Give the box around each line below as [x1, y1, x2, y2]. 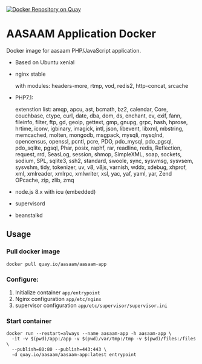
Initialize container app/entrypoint [15, 288, 100, 296]
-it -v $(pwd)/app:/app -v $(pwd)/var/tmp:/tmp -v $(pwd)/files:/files [11, 336, 197, 342]
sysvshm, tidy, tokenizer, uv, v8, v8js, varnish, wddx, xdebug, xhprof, [15, 164, 187, 171]
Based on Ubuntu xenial [15, 58, 75, 66]
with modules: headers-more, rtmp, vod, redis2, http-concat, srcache [15, 82, 189, 89]
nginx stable [15, 70, 46, 78]
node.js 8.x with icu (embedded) [15, 188, 96, 195]
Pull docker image [6, 247, 60, 256]
